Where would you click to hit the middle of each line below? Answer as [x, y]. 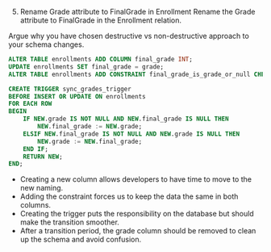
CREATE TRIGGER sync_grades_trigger [70, 89]
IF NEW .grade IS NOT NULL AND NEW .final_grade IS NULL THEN [126, 119]
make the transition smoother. [69, 222]
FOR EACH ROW [30, 104]
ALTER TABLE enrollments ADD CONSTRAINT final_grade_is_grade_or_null [129, 74]
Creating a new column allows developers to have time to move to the [136, 179]
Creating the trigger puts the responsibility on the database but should [137, 214]
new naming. [42, 188]
